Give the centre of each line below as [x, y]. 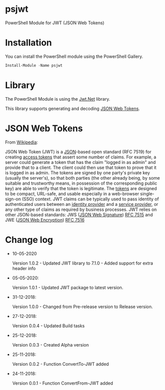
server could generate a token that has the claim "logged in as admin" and [81, 162]
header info [24, 268]
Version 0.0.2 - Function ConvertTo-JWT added [61, 364]
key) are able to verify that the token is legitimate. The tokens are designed [81, 188]
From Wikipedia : [22, 142]
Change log [29, 240]
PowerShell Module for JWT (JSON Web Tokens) [55, 23]
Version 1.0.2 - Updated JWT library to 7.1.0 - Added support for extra [83, 263]
